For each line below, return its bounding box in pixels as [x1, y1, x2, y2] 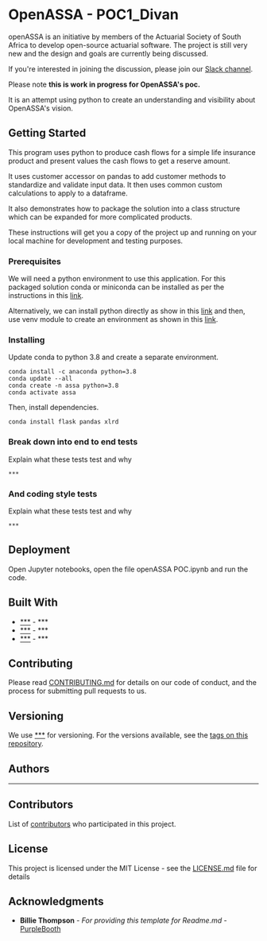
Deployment [8, 543, 71, 557]
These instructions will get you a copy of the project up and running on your [8, 227, 257, 237]
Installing [8, 334, 45, 345]
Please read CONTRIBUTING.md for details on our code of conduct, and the [8, 678, 257, 687]
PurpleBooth [19, 924, 61, 934]
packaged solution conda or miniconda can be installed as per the [8, 282, 225, 292]
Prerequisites [8, 256, 61, 267]
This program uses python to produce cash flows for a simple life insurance [8, 147, 256, 157]
